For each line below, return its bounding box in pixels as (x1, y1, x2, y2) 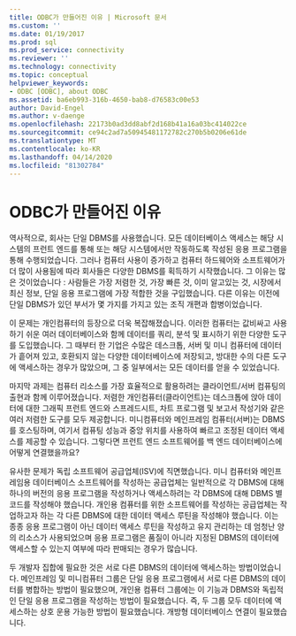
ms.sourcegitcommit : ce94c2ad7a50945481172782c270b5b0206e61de (9, 128, 247, 137)
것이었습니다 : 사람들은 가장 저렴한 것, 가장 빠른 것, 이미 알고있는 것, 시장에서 (18, 277, 282, 287)
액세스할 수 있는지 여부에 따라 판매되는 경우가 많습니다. (9, 543, 198, 554)
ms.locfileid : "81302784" (9, 161, 104, 170)
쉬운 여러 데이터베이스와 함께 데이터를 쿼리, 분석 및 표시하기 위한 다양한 (25, 329, 271, 340)
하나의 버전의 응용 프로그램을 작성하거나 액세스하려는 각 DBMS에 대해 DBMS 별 (9, 488, 283, 499)
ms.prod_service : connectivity (9, 46, 125, 55)
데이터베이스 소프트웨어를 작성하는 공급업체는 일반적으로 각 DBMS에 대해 (32, 477, 285, 487)
